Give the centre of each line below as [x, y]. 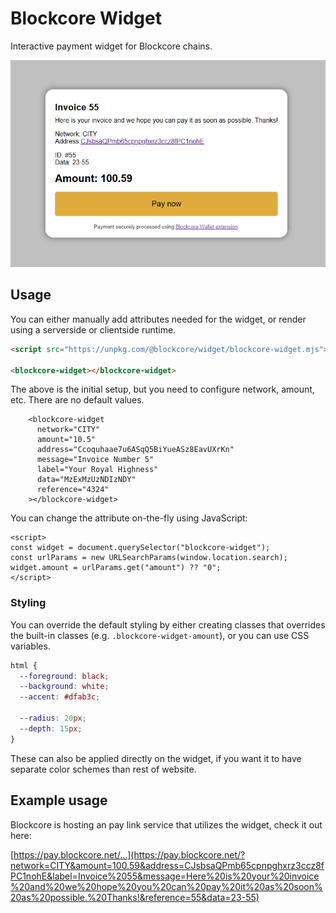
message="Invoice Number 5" [95, 460]
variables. [30, 646]
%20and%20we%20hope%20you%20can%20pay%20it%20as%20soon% [166, 886]
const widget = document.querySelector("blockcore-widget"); [140, 548]
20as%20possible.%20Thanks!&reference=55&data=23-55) [135, 897]
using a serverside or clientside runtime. [93, 329]
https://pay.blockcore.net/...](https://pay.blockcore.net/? [129, 854]
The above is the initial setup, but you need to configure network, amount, [162, 389]
